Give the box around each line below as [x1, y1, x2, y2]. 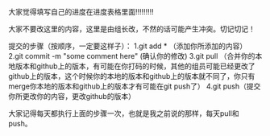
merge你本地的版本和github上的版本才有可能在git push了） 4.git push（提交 [8, 81, 261, 91]
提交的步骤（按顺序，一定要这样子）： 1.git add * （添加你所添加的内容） [8, 41, 247, 51]
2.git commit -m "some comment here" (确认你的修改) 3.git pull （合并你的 [8, 52, 255, 60]
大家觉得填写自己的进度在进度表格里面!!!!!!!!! [8, 7, 155, 16]
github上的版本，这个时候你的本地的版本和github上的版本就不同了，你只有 [8, 72, 255, 80]
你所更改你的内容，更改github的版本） [8, 92, 135, 101]
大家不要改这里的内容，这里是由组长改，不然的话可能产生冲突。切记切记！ [8, 24, 255, 34]
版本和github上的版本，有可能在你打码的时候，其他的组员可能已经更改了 [15, 61, 255, 71]
